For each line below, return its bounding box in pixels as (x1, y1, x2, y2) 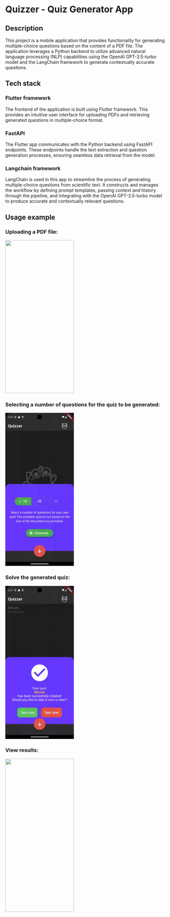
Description (5, 24, 43, 33)
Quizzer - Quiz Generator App (5, 4, 133, 15)
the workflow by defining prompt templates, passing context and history (5, 187, 156, 193)
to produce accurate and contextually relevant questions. (5, 198, 125, 205)
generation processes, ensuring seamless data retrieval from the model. (5, 152, 156, 158)
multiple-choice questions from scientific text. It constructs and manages (5, 182, 158, 188)
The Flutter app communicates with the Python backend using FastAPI (5, 141, 153, 147)
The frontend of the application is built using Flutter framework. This (5, 106, 148, 112)
